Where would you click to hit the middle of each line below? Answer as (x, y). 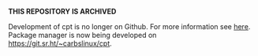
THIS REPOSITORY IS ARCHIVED (62, 11)
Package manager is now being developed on (82, 35)
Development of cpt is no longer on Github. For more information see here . (129, 26)
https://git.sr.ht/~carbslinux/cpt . (60, 43)
